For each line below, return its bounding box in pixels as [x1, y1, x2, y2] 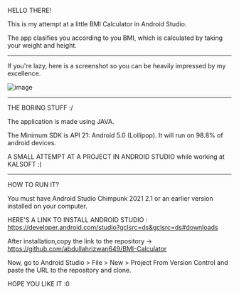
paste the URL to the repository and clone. [7, 266, 132, 274]
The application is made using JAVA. [7, 117, 115, 125]
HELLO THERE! [7, 6, 52, 14]
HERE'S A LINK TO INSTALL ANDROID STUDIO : [7, 216, 148, 224]
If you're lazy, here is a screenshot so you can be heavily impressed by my [7, 62, 226, 70]
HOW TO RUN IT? [7, 181, 59, 189]
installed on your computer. [7, 202, 87, 210]
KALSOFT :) [7, 160, 43, 168]
